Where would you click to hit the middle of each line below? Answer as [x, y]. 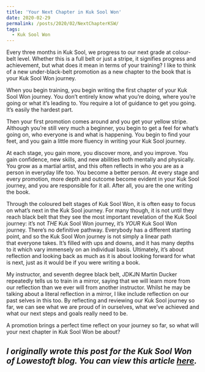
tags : [13, 29]
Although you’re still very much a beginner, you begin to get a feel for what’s [102, 128]
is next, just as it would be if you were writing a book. [73, 263]
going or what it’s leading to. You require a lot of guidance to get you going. [101, 103]
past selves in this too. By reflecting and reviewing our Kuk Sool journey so [101, 300]
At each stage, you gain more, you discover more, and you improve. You [97, 153]
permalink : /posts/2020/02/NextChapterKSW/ [63, 23]
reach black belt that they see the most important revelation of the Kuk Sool [102, 217]
